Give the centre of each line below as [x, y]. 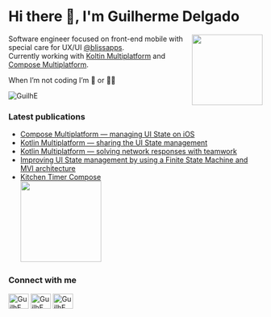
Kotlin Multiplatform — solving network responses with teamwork [129, 152]
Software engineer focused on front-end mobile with [96, 39]
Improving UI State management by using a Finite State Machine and [134, 160]
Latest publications [47, 116]
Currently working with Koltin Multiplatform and [87, 56]
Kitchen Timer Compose [60, 177]
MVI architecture [48, 169]
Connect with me [42, 280]
